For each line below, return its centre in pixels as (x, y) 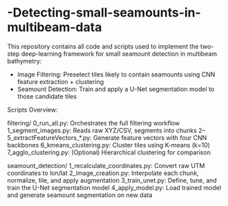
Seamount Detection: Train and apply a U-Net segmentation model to (116, 89)
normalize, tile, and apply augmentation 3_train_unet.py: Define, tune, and (112, 180)
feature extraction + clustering (60, 81)
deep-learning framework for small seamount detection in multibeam (119, 54)
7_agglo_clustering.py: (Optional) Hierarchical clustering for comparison (109, 152)
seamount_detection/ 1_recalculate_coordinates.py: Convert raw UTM (106, 165)
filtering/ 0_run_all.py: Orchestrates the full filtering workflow (94, 123)
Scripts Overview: (32, 110)
